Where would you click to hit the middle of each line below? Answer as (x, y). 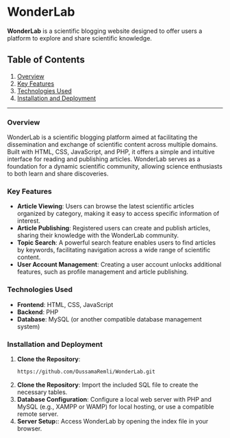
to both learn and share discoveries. (58, 174)
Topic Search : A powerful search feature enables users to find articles (116, 243)
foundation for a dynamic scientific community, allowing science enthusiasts (115, 167)
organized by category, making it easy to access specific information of (118, 214)
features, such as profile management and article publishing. (103, 272)
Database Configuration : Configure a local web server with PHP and (114, 399)
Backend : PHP (38, 312)
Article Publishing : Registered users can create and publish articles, (114, 228)
